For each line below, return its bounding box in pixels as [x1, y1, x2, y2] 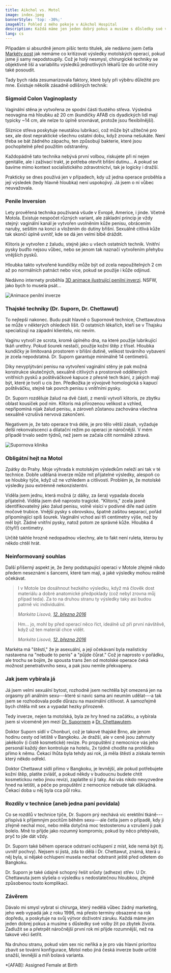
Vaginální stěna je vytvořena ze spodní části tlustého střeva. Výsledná [5, 107, 152, 113]
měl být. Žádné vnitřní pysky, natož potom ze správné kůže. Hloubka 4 [5, 519, 154, 526]
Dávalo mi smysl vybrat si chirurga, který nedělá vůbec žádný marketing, [5, 904, 158, 911]
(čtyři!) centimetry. [5, 525, 44, 531]
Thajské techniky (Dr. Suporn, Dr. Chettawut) [5, 305, 119, 312]
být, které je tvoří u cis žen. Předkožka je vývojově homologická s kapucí [5, 380, 158, 386]
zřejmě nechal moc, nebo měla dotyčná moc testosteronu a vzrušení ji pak [5, 822, 162, 829]
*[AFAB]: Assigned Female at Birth [5, 962, 78, 968]
